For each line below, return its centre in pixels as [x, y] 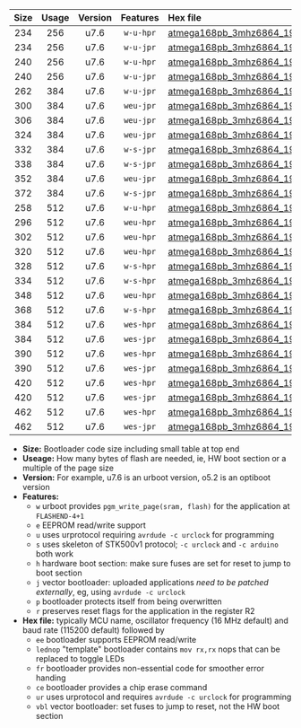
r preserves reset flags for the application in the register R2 [145, 611]
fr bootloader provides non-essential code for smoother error [150, 668]
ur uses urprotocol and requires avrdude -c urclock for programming [163, 697]
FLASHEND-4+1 [60, 516]
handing [51, 678]
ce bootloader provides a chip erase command [121, 687]
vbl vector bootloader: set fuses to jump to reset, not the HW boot [158, 706]
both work [55, 554]
